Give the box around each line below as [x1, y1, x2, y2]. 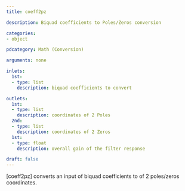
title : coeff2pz [6, 8, 47, 15]
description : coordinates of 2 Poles [17, 112, 111, 118]
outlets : [6, 95, 28, 101]
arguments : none [6, 57, 47, 63]
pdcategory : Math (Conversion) [6, 47, 84, 53]
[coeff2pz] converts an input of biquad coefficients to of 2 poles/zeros [6, 172, 180, 180]
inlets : [6, 68, 26, 75]
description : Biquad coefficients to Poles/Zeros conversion [6, 19, 162, 26]
